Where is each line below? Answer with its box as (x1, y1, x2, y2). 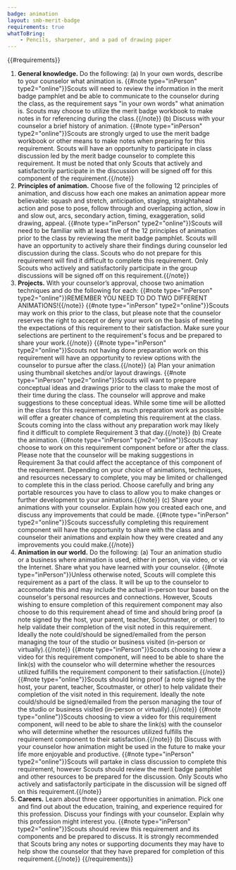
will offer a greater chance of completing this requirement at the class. (17, 413, 222, 422)
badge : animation (7, 10, 58, 18)
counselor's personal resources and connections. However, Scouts (17, 593, 213, 602)
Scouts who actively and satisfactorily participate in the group (17, 264, 198, 272)
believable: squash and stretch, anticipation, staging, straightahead (17, 196, 213, 205)
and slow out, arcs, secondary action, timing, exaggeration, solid (17, 212, 206, 220)
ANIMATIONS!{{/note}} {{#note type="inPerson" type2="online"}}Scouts (17, 301, 229, 310)
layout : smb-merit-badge (7, 17, 80, 24)
